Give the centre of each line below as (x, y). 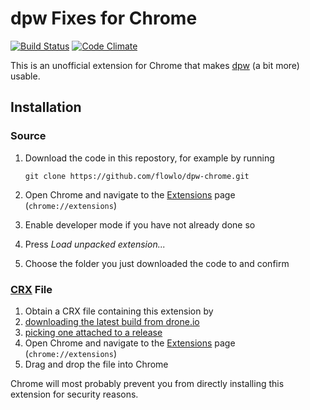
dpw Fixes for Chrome (104, 18)
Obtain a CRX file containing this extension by (119, 311)
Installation (46, 107)
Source (28, 136)
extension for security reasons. (74, 394)
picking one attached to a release (93, 332)
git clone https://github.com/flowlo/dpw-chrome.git (137, 176)
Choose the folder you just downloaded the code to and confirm (157, 263)
